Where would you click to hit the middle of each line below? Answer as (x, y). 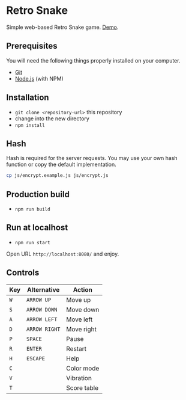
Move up (78, 300)
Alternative (43, 289)
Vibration (79, 378)
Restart (76, 348)
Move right (81, 329)
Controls (23, 273)
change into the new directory (52, 118)
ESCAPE (35, 358)
